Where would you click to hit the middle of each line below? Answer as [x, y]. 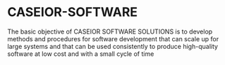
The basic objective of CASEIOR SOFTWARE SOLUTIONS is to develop [110, 31]
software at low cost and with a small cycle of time [81, 54]
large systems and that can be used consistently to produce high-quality [113, 46]
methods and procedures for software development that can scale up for [113, 38]
